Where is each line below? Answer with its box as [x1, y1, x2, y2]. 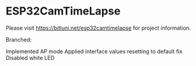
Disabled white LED [5, 54, 55, 61]
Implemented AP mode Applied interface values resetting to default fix [5, 47, 183, 55]
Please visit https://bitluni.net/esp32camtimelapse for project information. [5, 24, 191, 31]
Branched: [5, 36, 32, 43]
